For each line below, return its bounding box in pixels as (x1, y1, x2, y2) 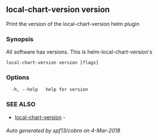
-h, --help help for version (11, 86, 88, 93)
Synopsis (6, 35, 34, 43)
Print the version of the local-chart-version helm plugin (6, 20, 140, 27)
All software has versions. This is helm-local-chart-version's (6, 48, 153, 55)
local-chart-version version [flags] (6, 60, 99, 66)
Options (6, 74, 29, 82)
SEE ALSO (6, 100, 36, 108)
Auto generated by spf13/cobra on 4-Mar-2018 (6, 127, 121, 134)
